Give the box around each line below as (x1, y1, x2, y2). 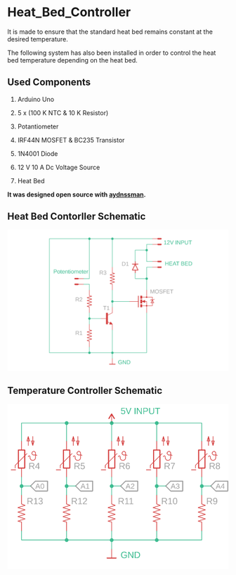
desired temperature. (7, 34, 69, 43)
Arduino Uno (17, 95, 55, 103)
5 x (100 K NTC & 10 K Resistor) (17, 108, 109, 117)
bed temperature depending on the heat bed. (7, 55, 138, 64)
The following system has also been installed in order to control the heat (7, 48, 216, 57)
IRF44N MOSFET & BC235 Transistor (17, 136, 125, 144)
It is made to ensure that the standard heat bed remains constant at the (7, 27, 213, 36)
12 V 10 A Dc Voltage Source (17, 163, 100, 171)
